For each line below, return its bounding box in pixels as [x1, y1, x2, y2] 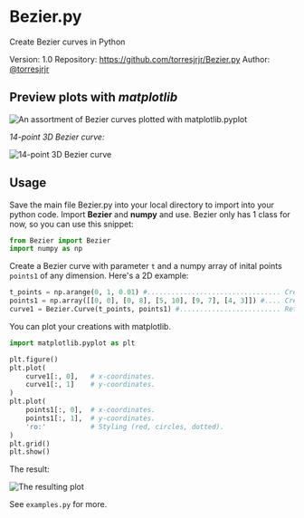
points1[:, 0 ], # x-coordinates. [25, 406, 156, 415]
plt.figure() [9, 355, 59, 364]
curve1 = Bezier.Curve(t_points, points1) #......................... [9, 305, 281, 314]
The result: [9, 464, 50, 475]
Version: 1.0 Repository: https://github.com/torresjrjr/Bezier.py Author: [9, 53, 271, 64]
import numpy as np [9, 245, 83, 254]
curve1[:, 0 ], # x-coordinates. [25, 371, 156, 381]
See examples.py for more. [9, 499, 108, 510]
